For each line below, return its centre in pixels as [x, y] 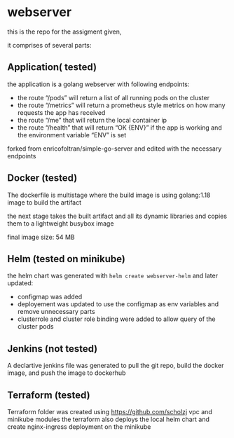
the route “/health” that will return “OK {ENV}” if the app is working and [119, 128]
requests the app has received [61, 112]
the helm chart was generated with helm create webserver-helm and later [113, 276]
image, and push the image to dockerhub [67, 373]
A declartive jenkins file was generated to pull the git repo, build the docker [116, 366]
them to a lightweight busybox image [61, 223]
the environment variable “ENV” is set [72, 135]
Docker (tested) [42, 178]
